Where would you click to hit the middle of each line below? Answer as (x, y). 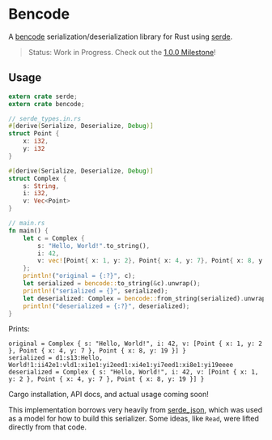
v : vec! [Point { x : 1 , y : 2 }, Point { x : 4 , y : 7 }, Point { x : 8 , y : (152, 261)
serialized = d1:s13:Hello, (56, 358)
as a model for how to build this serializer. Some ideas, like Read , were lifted (134, 419)
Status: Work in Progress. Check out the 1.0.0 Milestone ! (122, 52)
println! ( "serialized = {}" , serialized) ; (96, 291)
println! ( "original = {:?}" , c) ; (79, 276)
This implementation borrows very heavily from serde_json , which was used (136, 410)
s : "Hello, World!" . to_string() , (94, 246)
